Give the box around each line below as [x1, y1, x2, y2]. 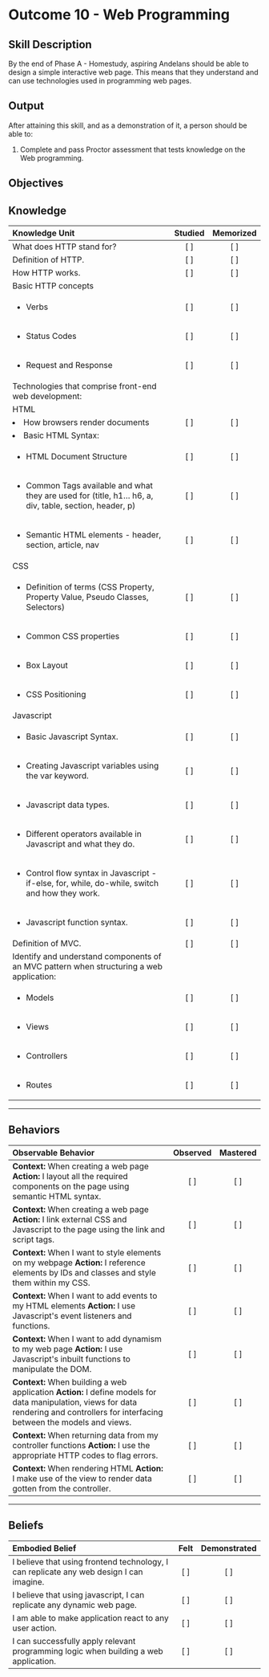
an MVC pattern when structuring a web [12, 961, 163, 973]
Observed [173, 1147, 212, 1158]
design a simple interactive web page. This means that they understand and [8, 67, 259, 77]
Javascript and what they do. [26, 838, 135, 850]
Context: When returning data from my [12, 1430, 159, 1441]
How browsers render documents [23, 417, 150, 428]
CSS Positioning [26, 689, 86, 700]
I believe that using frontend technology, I [12, 1556, 169, 1567]
